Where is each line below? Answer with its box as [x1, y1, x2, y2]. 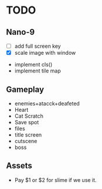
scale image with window [14, 49, 76, 57]
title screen [14, 131, 42, 138]
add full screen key [14, 42, 61, 49]
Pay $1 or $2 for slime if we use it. [14, 176, 97, 183]
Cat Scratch [14, 112, 44, 120]
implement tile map [14, 67, 61, 74]
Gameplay [6, 84, 45, 94]
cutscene [14, 137, 38, 144]
